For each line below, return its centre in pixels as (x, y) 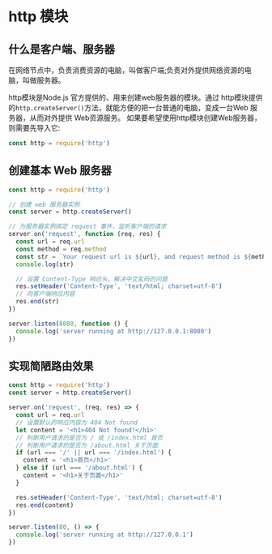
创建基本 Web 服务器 (60, 171)
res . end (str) (38, 302)
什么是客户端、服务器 (62, 49)
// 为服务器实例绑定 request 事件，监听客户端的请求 (87, 227)
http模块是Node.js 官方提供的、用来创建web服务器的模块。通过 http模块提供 (136, 97)
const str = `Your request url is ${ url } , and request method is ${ (134, 256)
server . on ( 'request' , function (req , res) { (85, 234)
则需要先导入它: (34, 128)
